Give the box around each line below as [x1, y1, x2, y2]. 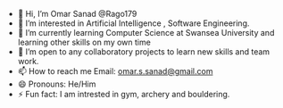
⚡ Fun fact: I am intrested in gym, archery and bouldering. [17, 89, 230, 99]
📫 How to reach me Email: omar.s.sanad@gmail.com [17, 66, 213, 76]
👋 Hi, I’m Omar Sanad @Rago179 [17, 9, 137, 19]
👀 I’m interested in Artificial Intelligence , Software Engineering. [17, 18, 250, 29]
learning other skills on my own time [17, 37, 152, 47]
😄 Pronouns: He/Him [17, 79, 96, 89]
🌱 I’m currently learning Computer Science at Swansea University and [17, 28, 275, 37]
